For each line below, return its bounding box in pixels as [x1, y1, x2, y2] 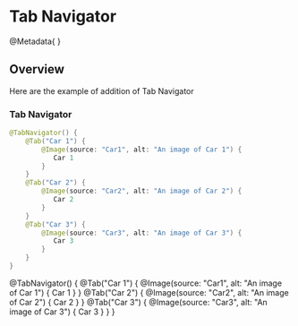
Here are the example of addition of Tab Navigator [9, 85, 194, 96]
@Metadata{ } [9, 36, 61, 47]
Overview [9, 62, 65, 77]
